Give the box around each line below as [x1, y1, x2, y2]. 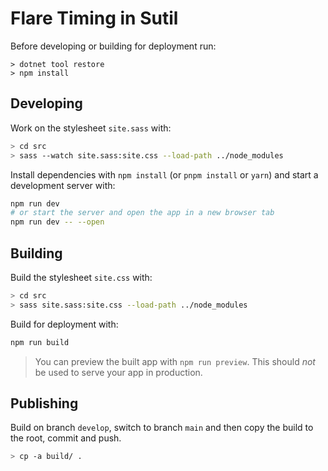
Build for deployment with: [10, 318, 119, 330]
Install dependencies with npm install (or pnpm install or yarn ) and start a [10, 168, 319, 181]
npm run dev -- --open [10, 217, 105, 227]
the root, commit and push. [10, 432, 122, 444]
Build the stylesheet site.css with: [10, 271, 153, 283]
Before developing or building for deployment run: [10, 40, 217, 52]
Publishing [10, 395, 79, 412]
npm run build [10, 337, 70, 347]
